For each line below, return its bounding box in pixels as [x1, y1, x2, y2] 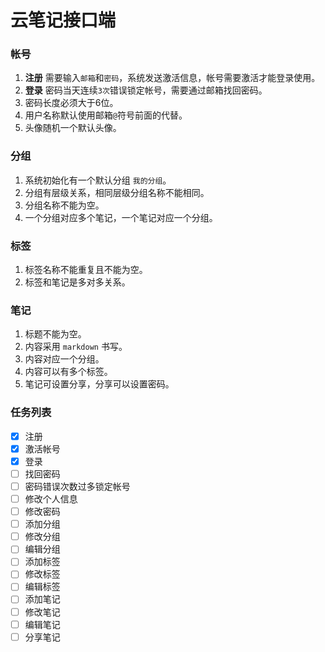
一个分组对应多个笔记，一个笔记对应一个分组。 [24, 211, 218, 223]
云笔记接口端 [10, 9, 117, 32]
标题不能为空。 [24, 328, 87, 340]
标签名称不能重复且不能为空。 [24, 264, 148, 276]
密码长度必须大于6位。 [24, 97, 119, 109]
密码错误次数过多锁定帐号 [24, 480, 131, 492]
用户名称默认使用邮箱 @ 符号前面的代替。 [24, 109, 188, 121]
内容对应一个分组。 [24, 353, 105, 365]
